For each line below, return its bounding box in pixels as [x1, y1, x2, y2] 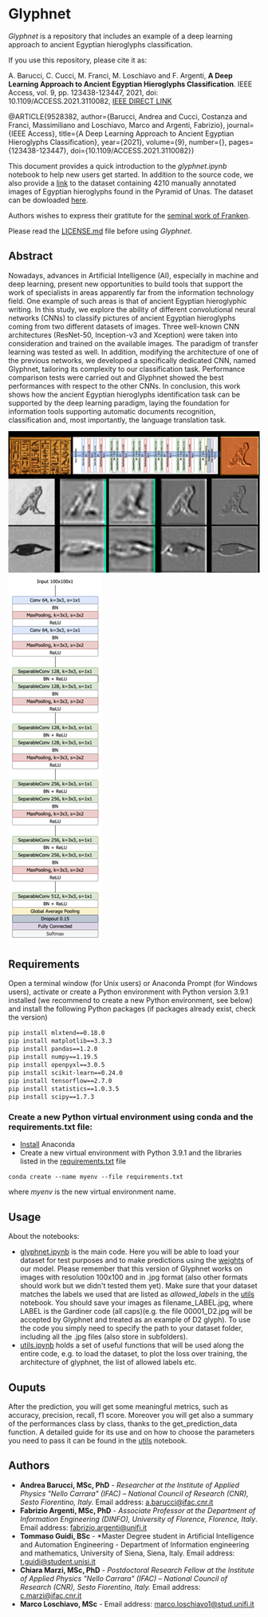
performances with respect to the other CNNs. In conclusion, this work [8, 381, 241, 390]
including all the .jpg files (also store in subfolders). [19, 1332, 188, 1342]
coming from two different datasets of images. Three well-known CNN [8, 321, 240, 331]
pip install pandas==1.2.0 [8, 1045, 98, 1053]
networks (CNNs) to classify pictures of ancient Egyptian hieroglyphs [8, 313, 236, 322]
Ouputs [8, 1380, 46, 1394]
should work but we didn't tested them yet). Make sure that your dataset [19, 1281, 258, 1291]
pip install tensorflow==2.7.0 [8, 1077, 112, 1085]
